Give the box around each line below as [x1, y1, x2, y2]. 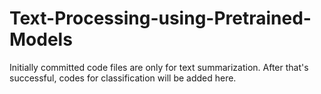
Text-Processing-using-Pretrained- [9, 7, 312, 30]
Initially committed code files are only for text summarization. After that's [9, 61, 309, 73]
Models [9, 28, 73, 51]
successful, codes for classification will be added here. [9, 72, 237, 84]
